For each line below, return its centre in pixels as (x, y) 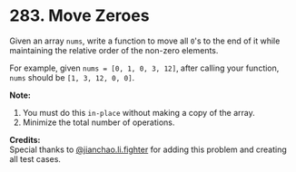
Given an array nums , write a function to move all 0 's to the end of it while (145, 41)
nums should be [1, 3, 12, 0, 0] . (72, 77)
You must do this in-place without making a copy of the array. (139, 112)
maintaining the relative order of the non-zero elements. (114, 50)
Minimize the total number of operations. (99, 122)
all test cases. (35, 158)
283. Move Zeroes (79, 16)
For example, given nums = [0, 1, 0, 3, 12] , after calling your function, (144, 68)
